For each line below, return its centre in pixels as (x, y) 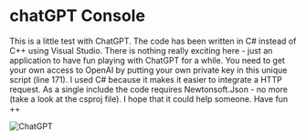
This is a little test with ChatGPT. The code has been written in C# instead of (153, 41)
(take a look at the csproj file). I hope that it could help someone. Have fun (149, 99)
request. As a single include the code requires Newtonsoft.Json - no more (149, 89)
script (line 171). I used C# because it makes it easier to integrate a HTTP (146, 79)
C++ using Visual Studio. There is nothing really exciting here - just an (141, 50)
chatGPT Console (78, 16)
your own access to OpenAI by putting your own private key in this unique (148, 70)
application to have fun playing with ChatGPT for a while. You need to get (148, 60)
